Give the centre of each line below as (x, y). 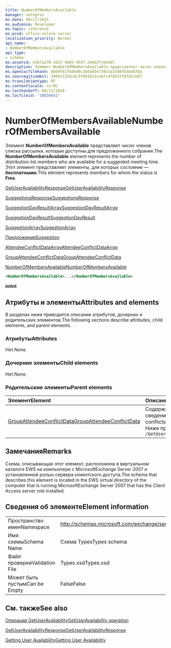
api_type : (16, 53)
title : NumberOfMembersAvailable (41, 10)
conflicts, (156, 421)
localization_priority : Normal (38, 39)
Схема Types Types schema (94, 541)
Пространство (26, 520)
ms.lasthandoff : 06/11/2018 (35, 91)
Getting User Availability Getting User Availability (55, 640)
